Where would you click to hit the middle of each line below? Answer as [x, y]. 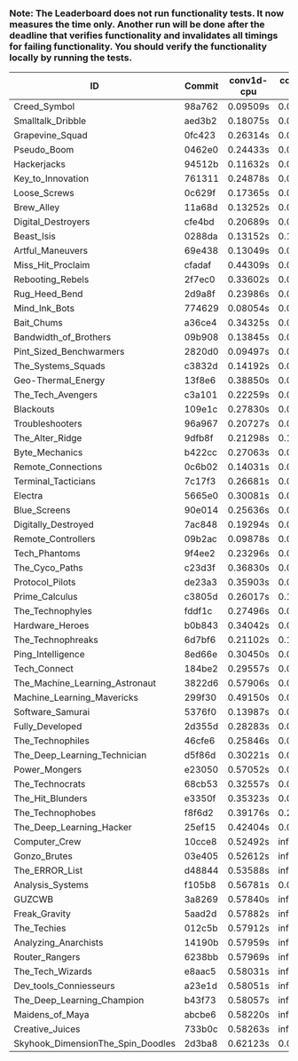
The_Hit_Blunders [51, 798]
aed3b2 [200, 121]
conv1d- [249, 81]
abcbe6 [200, 1015]
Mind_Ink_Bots [44, 309]
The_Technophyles [53, 611]
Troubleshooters [48, 424]
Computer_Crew [47, 842]
